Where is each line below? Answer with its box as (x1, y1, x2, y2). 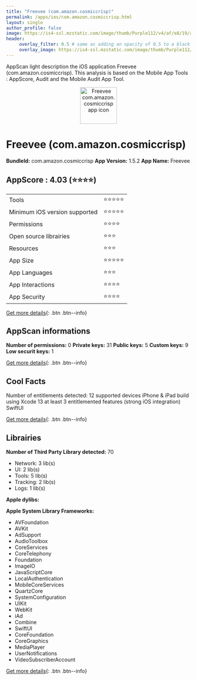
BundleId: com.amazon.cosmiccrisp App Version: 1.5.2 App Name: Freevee (6, 157, 191, 164)
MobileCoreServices (14, 581, 64, 588)
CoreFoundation (14, 631, 54, 638)
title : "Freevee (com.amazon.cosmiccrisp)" (6, 8, 114, 15)
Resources (9, 244, 39, 253)
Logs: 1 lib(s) (14, 484, 46, 492)
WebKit (14, 606, 33, 613)
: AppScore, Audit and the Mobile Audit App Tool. (6, 75, 125, 82)
